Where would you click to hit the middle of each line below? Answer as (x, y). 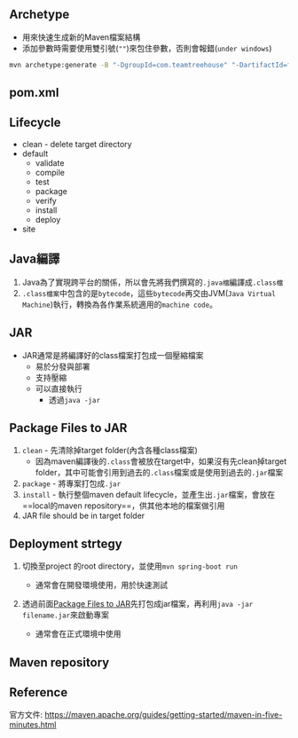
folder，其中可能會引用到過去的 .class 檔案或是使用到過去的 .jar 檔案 (159, 473)
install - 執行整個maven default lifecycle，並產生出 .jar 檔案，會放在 (149, 495)
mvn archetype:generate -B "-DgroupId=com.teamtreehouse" (118, 65)
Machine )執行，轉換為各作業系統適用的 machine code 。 (119, 304)
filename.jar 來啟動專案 (65, 615)
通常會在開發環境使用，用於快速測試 (102, 585)
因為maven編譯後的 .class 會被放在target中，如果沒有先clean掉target (161, 461)
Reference (39, 692)
